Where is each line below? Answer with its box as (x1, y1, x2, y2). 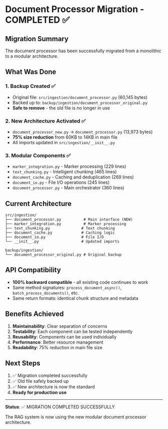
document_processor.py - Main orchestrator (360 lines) (12, 185, 124, 191)
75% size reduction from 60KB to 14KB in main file (12, 134, 118, 140)
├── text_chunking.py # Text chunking (5, 226, 115, 231)
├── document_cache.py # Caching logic (5, 230, 115, 236)
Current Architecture (5, 199, 72, 208)
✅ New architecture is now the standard (12, 383, 95, 390)
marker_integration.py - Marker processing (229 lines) (12, 163, 126, 169)
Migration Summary (5, 34, 69, 43)
